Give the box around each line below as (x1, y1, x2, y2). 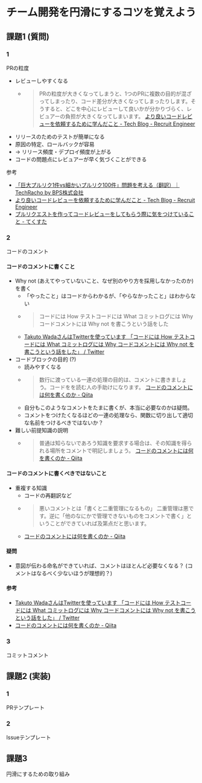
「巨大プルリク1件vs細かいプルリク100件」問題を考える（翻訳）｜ (14, 181, 180, 188)
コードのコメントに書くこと (6, 263, 75, 270)
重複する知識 (14, 484, 47, 491)
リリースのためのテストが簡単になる (14, 133, 106, 140)
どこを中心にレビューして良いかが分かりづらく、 (65, 105, 187, 112)
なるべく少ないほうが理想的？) (36, 569, 113, 577)
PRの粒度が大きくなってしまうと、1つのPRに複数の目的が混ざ (39, 90, 192, 97)
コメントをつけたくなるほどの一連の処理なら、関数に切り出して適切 (24, 412, 194, 419)
